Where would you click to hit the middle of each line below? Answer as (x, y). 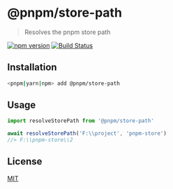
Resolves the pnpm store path (67, 32)
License (25, 162)
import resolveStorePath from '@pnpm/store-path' (81, 121)
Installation (32, 67)
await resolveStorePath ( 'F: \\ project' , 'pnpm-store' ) (87, 133)
